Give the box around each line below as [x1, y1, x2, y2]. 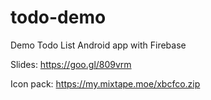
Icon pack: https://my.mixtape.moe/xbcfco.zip [10, 77, 201, 90]
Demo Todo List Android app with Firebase [10, 39, 187, 51]
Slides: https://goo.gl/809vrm [10, 58, 132, 70]
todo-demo [10, 6, 107, 29]
